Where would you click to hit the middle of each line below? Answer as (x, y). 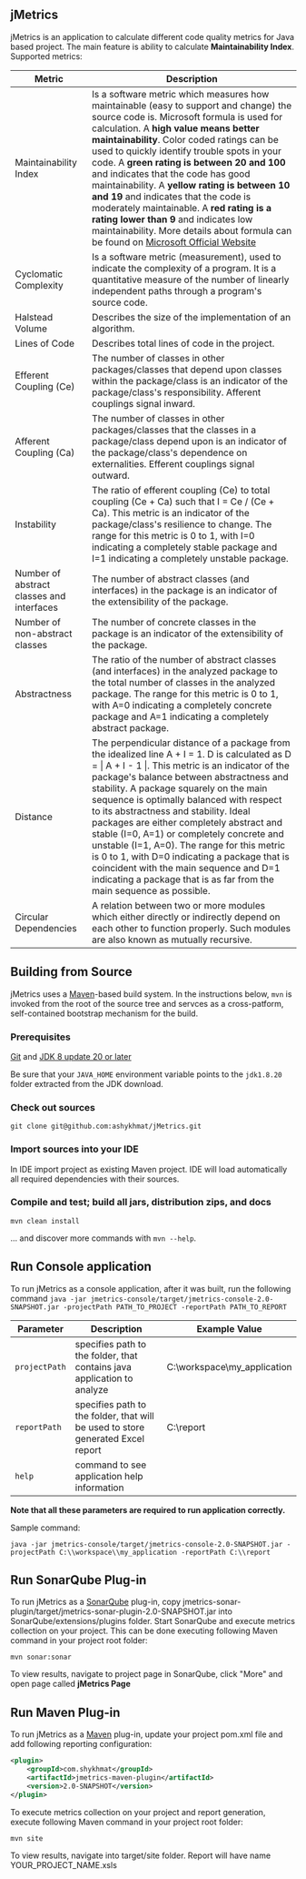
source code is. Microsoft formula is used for (187, 117)
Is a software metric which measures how (180, 94)
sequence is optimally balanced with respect (187, 799)
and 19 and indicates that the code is (171, 197)
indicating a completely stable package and (184, 547)
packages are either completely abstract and (187, 822)
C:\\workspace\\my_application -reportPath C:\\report (165, 1552)
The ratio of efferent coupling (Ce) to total (181, 490)
